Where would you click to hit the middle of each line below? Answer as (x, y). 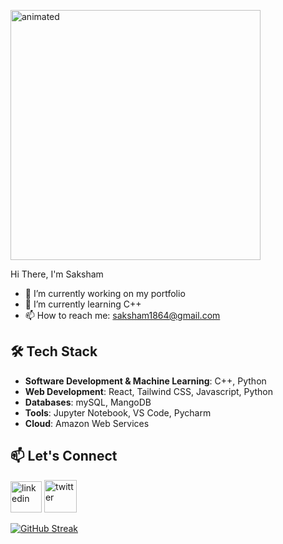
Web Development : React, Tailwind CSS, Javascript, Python (149, 391)
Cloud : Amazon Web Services (87, 423)
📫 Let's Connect (64, 456)
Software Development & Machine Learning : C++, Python (145, 381)
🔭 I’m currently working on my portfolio (105, 293)
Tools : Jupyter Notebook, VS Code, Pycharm (118, 412)
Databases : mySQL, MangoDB (88, 402)
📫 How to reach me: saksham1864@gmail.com (122, 315)
